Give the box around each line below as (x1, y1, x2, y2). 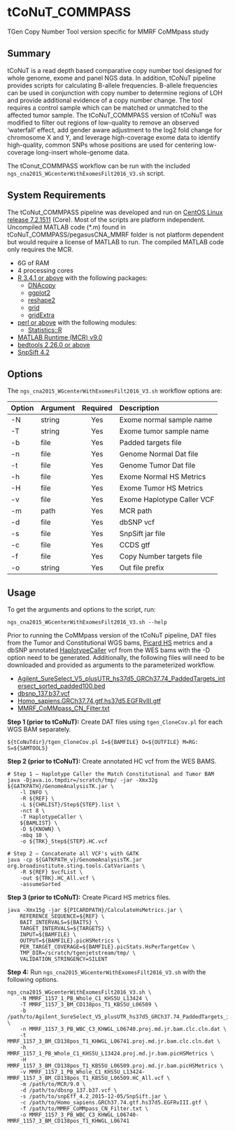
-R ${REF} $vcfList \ (20, 869, 83, 876)
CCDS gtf (119, 540, 150, 550)
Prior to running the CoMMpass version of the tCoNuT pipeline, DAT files (7, 631, 217, 640)
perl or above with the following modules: (17, 318, 138, 326)
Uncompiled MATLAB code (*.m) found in (7, 223, 126, 231)
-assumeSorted (20, 881, 61, 888)
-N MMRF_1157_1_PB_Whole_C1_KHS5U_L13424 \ (20, 995, 149, 1002)
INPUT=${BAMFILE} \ (20, 932, 77, 939)
